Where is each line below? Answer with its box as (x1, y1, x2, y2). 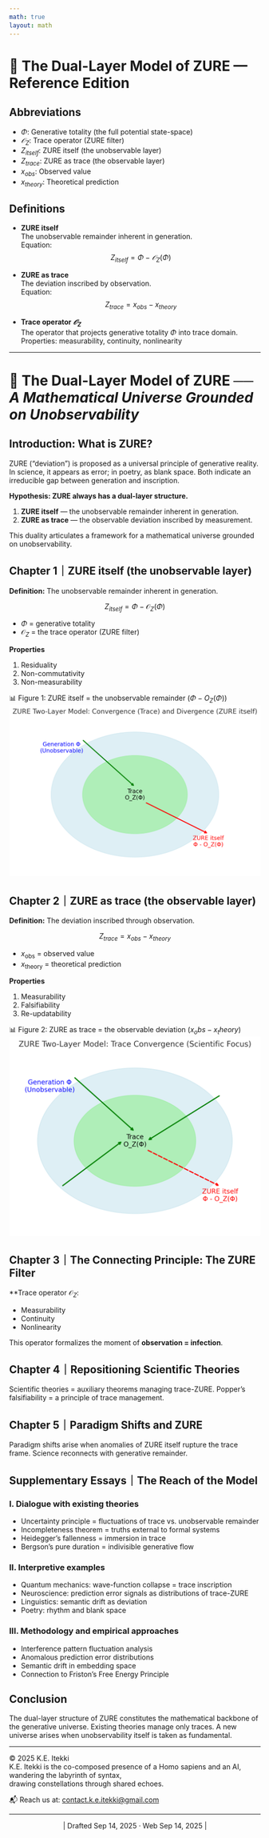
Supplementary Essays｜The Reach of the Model (9, 1473, 259, 1488)
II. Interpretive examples (9, 1561, 105, 1572)
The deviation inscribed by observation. (20, 278, 152, 288)
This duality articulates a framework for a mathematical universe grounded (9, 531, 255, 540)
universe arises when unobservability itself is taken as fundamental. (9, 1731, 232, 1740)
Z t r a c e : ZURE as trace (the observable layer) (20, 156, 165, 167)
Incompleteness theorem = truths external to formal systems (20, 1524, 220, 1534)
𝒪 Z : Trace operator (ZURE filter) (20, 135, 125, 147)
